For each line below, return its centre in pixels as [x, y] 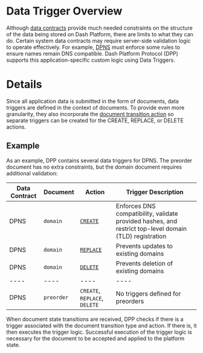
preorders [130, 301]
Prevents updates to [144, 246]
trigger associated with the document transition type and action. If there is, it [101, 325]
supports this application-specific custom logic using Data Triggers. [91, 60]
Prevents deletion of [144, 263]
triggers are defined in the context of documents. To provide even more [95, 108]
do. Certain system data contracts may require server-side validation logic [99, 40]
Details [24, 84]
